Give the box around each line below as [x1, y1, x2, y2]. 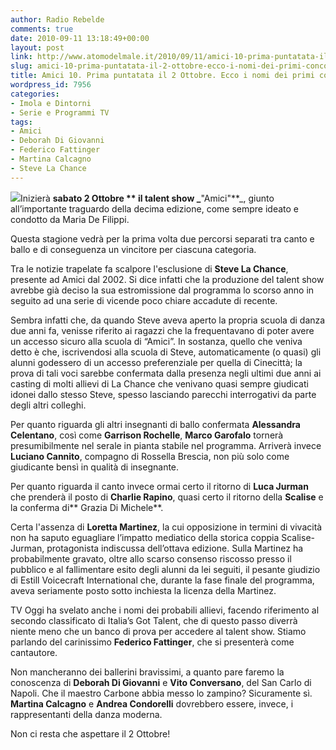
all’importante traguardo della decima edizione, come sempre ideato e [10, 202, 299, 215]
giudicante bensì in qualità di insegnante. [10, 461, 180, 473]
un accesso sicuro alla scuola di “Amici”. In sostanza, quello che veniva [10, 335, 303, 347]
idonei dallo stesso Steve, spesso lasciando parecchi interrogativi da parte [10, 388, 317, 400]
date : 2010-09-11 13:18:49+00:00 [10, 33, 150, 43]
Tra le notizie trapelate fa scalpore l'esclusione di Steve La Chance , [10, 262, 289, 275]
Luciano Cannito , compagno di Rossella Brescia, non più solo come [10, 450, 290, 462]
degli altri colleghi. [10, 399, 87, 411]
